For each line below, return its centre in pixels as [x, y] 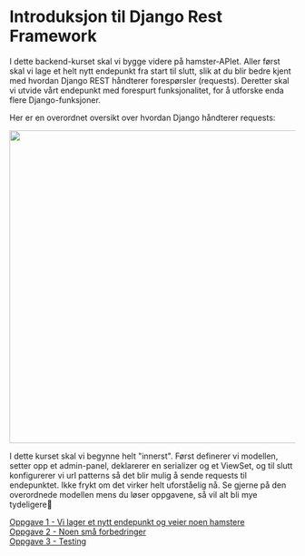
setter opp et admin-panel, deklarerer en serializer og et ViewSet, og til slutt [151, 465]
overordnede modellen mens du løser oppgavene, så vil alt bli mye [133, 494]
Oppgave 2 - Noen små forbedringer [78, 531]
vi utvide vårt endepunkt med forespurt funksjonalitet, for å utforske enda [147, 90]
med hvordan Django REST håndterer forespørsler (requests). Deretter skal [149, 80]
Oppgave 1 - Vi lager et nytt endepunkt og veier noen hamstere [127, 521]
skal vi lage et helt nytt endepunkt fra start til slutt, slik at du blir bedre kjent [151, 71]
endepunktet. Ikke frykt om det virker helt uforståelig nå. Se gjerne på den [148, 485]
